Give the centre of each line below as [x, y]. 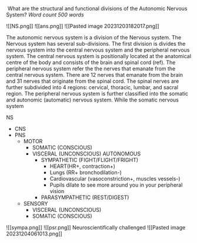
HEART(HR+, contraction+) [83, 166]
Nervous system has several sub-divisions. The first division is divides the [96, 44]
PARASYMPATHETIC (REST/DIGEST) [85, 197]
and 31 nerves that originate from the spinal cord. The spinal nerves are [93, 81]
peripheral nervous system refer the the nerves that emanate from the [91, 69]
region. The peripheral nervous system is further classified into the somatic [97, 94]
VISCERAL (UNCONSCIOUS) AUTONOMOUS [86, 154]
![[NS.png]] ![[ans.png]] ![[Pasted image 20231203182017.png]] [83, 26]
